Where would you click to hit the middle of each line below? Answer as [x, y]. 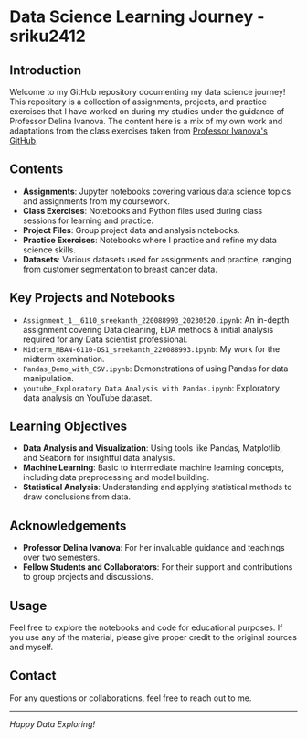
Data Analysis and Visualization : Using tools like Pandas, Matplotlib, [153, 448]
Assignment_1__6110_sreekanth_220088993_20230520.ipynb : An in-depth [156, 320]
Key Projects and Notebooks [92, 298]
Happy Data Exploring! [53, 723]
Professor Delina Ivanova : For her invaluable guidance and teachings [153, 548]
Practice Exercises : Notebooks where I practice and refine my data [149, 240]
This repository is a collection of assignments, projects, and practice [138, 102]
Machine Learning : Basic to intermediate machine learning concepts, [153, 467]
